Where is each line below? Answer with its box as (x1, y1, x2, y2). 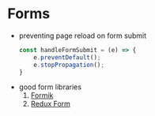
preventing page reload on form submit (18, 31, 147, 40)
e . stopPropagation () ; (33, 61, 104, 69)
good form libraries (18, 82, 82, 92)
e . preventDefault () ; (33, 53, 101, 62)
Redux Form (30, 99, 70, 109)
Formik (30, 91, 54, 100)
